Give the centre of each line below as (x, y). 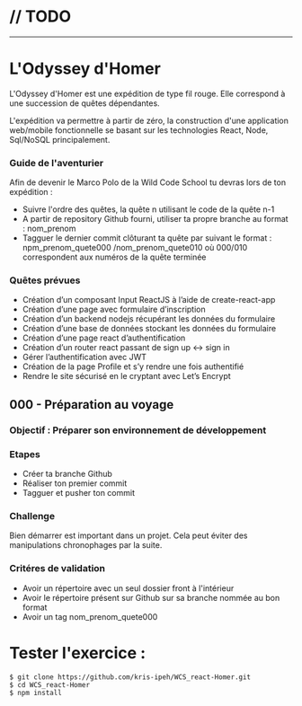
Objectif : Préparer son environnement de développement (138, 430)
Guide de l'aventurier (57, 163)
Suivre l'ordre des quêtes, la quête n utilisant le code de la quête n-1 (148, 209)
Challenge (32, 516)
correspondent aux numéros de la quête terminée (114, 257)
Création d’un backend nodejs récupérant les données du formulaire (149, 319)
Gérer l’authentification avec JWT (84, 357)
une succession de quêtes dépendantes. (84, 103)
